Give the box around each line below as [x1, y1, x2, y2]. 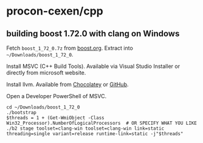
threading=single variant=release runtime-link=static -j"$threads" [6, 131, 184, 137]
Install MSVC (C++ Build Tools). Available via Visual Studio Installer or [6, 62, 181, 70]
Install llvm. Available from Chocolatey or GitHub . [6, 81, 129, 88]
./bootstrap [6, 110, 36, 116]
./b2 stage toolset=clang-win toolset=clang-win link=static [6, 125, 165, 131]
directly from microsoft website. [6, 69, 86, 76]
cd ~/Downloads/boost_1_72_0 [6, 104, 80, 110]
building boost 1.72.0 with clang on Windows [6, 28, 180, 39]
